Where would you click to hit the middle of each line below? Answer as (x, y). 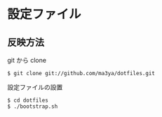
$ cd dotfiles (28, 100)
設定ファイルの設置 (35, 87)
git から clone (27, 60)
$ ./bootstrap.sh (33, 107)
